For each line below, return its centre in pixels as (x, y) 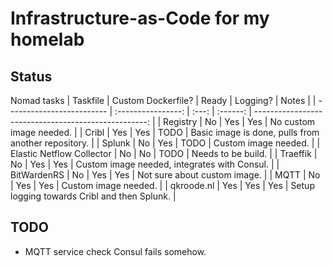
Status (31, 76)
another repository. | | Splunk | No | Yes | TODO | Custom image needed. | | (165, 143)
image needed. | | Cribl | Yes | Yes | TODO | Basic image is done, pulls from (165, 132)
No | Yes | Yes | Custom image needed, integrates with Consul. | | (145, 164)
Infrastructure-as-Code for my (140, 18)
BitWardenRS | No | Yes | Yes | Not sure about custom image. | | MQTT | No (165, 175)
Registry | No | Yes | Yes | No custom (239, 121)
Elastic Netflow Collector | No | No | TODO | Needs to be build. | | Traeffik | (164, 153)
